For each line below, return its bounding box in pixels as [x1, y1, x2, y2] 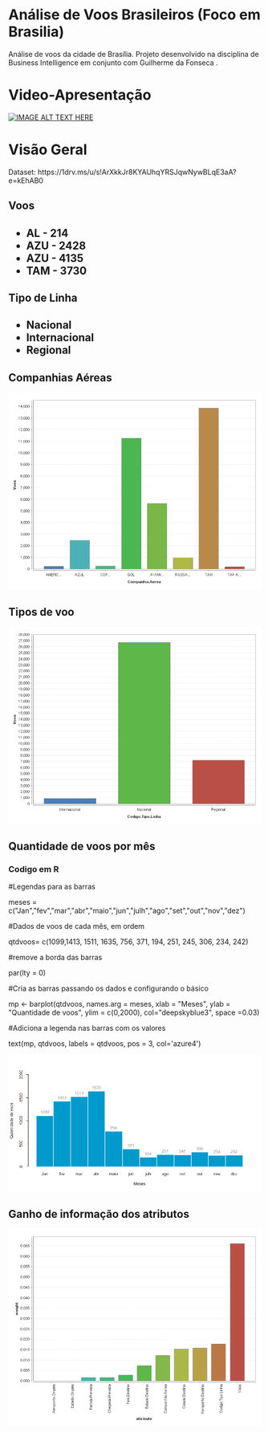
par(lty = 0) [8, 968, 47, 978]
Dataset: [8, 167, 36, 177]
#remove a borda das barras [8, 953, 103, 963]
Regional [26, 344, 71, 357]
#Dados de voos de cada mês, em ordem [8, 922, 145, 931]
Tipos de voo [8, 605, 75, 619]
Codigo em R [8, 863, 59, 874]
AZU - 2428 [26, 238, 87, 252]
